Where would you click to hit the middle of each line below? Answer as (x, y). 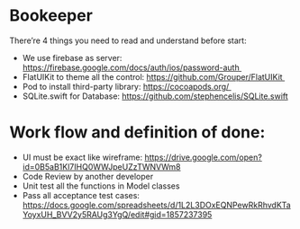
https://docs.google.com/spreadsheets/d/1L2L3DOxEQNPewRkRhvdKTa (156, 205)
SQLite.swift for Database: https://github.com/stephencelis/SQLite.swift (155, 96)
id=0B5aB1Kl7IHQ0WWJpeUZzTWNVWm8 (102, 166)
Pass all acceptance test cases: (81, 195)
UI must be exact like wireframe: (82, 157)
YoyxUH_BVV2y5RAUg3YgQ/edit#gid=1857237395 (117, 214)
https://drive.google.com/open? (203, 157)
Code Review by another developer (88, 176)
